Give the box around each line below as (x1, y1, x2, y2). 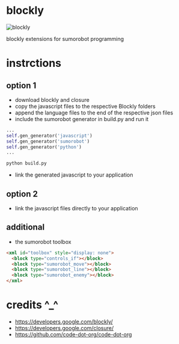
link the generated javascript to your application (14, 171, 133, 178)
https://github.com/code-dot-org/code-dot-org (14, 331, 132, 338)
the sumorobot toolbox (14, 238, 71, 245)
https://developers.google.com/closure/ (14, 325, 114, 331)
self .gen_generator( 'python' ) (6, 144, 82, 150)
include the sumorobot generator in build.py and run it (14, 115, 149, 122)
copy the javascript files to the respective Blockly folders (14, 102, 156, 110)
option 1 (6, 80, 37, 90)
